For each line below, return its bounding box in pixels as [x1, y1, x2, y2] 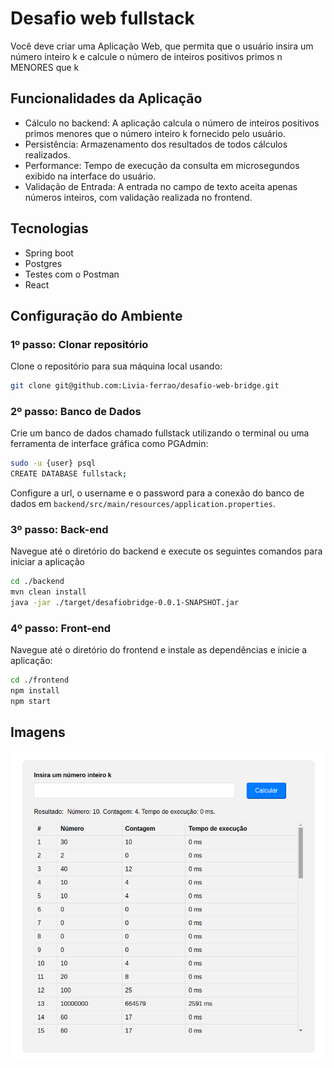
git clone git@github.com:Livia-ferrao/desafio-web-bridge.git [10, 381, 280, 391]
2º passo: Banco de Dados [10, 405, 142, 419]
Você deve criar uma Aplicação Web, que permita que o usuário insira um [10, 40, 314, 52]
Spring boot [24, 247, 74, 259]
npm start [10, 697, 52, 707]
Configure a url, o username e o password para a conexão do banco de [10, 487, 305, 499]
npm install [10, 686, 60, 696]
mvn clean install [10, 587, 87, 597]
